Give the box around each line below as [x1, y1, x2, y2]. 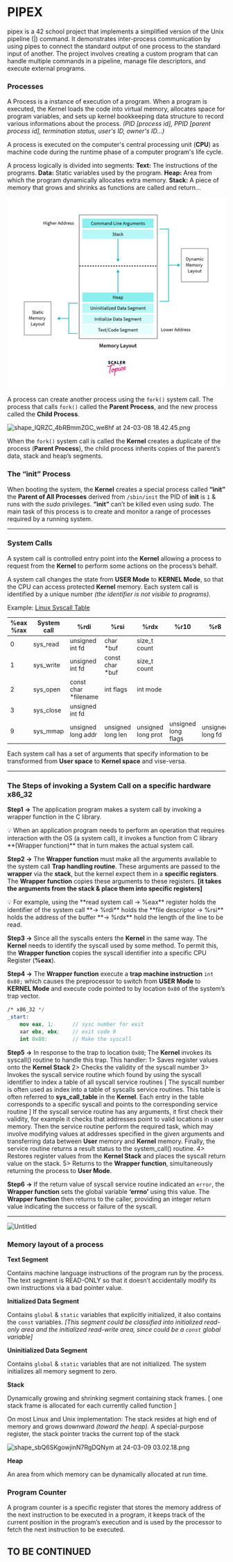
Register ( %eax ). [7, 956, 56, 964]
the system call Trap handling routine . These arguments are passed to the [7, 862, 221, 870]
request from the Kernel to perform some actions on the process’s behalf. [7, 561, 218, 570]
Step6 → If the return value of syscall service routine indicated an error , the [7, 1180, 225, 1188]
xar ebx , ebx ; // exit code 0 [19, 1028, 116, 1035]
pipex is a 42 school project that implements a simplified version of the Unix [7, 27, 224, 35]
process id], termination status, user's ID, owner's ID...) [7, 127, 165, 136]
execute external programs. [7, 64, 86, 72]
